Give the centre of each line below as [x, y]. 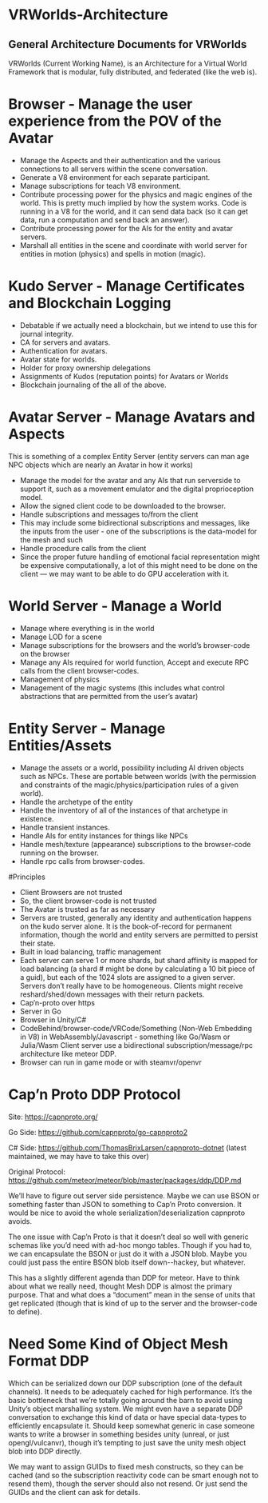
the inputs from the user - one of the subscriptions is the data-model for [138, 531]
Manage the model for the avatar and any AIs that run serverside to [130, 480]
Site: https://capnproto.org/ [53, 1117]
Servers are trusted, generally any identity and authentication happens [136, 917]
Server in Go [40, 1011]
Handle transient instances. [65, 827]
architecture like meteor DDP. [68, 1053]
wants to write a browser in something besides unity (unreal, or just [119, 1434]
